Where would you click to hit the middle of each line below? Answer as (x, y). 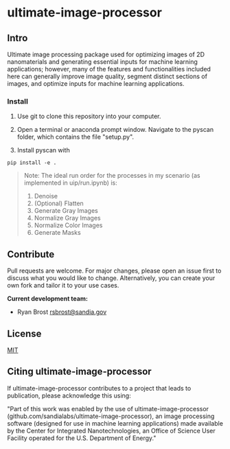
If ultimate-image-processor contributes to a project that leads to (99, 388)
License (24, 333)
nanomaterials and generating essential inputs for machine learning (102, 62)
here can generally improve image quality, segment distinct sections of (107, 76)
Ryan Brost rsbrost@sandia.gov (62, 312)
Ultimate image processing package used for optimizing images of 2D (106, 54)
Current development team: (47, 299)
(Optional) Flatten (59, 203)
